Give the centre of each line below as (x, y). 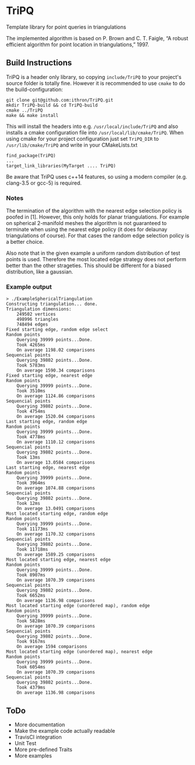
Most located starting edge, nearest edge (58, 560)
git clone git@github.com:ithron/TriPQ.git (60, 100)
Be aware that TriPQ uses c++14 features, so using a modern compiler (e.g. (97, 176)
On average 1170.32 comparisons (56, 534)
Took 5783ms (31, 366)
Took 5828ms (31, 621)
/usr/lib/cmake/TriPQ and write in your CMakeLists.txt (72, 145)
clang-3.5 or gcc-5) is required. (44, 183)
